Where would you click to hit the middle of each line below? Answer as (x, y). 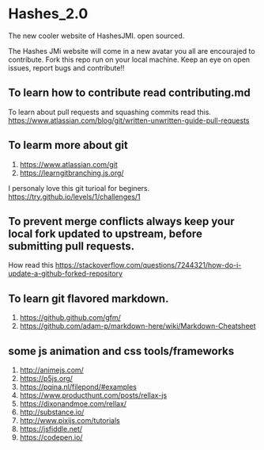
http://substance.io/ (52, 412)
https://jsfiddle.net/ (51, 429)
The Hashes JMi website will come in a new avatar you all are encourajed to (132, 51)
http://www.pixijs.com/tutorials (70, 420)
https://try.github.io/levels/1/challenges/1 (74, 196)
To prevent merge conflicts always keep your (121, 221)
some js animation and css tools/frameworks (121, 351)
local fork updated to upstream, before (106, 233)
